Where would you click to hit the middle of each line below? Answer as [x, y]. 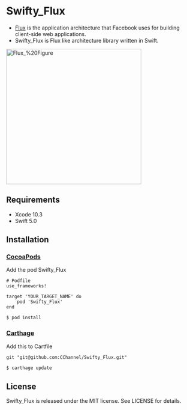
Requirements [33, 200]
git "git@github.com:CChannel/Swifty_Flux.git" [67, 357]
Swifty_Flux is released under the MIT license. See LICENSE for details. [94, 401]
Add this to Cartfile [29, 346]
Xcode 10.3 [29, 214]
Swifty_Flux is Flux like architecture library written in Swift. [87, 40]
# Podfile [19, 281]
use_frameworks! [26, 286]
